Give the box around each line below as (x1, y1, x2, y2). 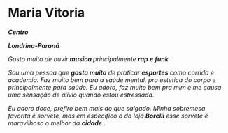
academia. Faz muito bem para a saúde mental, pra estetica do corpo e (8, 75, 216, 84)
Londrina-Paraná (8, 41, 60, 49)
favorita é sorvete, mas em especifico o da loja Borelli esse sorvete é (8, 111, 208, 120)
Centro (8, 28, 29, 36)
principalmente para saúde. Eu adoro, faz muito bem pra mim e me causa (8, 83, 222, 91)
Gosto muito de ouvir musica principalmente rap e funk (8, 54, 169, 63)
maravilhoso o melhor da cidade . (8, 118, 106, 127)
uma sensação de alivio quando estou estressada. (8, 91, 155, 99)
